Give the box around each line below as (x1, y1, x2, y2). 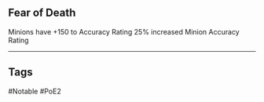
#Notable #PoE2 (8, 86, 61, 96)
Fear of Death (8, 6, 76, 20)
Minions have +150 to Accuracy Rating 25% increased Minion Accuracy (8, 27, 240, 36)
